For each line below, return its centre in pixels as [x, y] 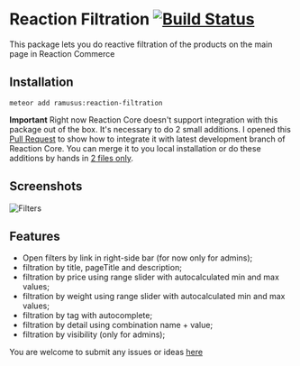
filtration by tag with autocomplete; [87, 316]
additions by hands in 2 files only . [71, 158]
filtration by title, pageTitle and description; [102, 268]
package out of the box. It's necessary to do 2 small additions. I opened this [150, 129]
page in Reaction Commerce [62, 53]
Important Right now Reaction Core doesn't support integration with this [144, 119]
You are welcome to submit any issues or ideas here [106, 352]
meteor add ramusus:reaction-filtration [86, 103]
